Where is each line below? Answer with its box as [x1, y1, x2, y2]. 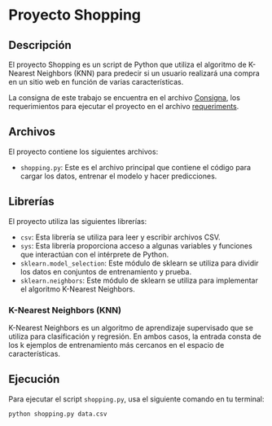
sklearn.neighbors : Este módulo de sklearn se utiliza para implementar [20, 275, 258, 285]
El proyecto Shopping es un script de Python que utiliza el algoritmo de [8, 59, 247, 69]
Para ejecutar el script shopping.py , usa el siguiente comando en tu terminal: [8, 393, 265, 404]
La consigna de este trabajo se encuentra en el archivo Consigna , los [8, 93, 240, 103]
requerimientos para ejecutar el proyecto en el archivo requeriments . [8, 102, 239, 111]
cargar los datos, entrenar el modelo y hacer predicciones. [20, 171, 217, 181]
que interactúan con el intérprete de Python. [20, 249, 169, 259]
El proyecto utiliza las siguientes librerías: [8, 216, 147, 226]
